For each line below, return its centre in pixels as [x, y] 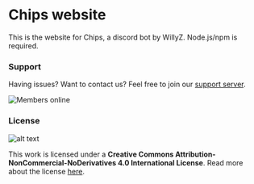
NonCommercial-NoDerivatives [62, 162]
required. [23, 45]
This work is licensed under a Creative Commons [91, 154]
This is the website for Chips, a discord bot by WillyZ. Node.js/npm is [123, 37]
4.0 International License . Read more [180, 162]
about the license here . [46, 171]
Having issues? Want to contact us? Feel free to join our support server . [127, 84]
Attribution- [196, 154]
